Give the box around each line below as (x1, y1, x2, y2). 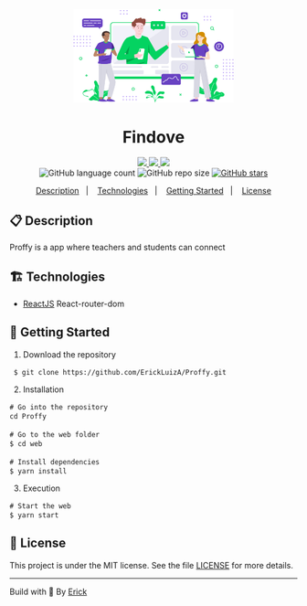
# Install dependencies (9, 457, 101, 466)
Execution (22, 483, 61, 494)
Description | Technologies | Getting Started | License (35, 186, 272, 197)
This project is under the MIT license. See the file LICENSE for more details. (9, 559, 294, 570)
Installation (22, 384, 65, 395)
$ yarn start (9, 510, 59, 520)
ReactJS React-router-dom (22, 298, 125, 309)
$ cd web (9, 439, 43, 448)
